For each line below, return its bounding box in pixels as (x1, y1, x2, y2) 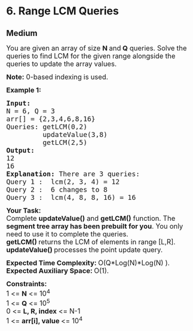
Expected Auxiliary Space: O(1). (6, 266, 109, 275)
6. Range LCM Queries (6, 4, 120, 18)
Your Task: (6, 207, 41, 215)
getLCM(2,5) (42, 138, 88, 147)
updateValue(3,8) (42, 130, 108, 139)
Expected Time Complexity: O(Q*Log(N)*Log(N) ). (6, 259, 170, 267)
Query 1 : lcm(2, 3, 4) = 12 (6, 178, 120, 186)
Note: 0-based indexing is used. (6, 73, 109, 81)
